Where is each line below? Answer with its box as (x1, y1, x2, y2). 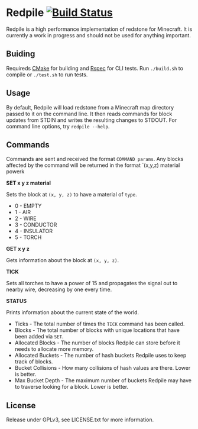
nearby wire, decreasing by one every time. (6, 286, 112, 293)
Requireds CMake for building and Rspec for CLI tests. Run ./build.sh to (6, 64, 183, 72)
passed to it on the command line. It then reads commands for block (6, 110, 173, 117)
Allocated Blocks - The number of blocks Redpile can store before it (14, 339, 180, 346)
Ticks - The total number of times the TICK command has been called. (14, 320, 185, 328)
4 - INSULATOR (14, 228, 53, 235)
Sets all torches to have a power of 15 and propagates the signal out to (6, 280, 178, 287)
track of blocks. (14, 358, 53, 365)
